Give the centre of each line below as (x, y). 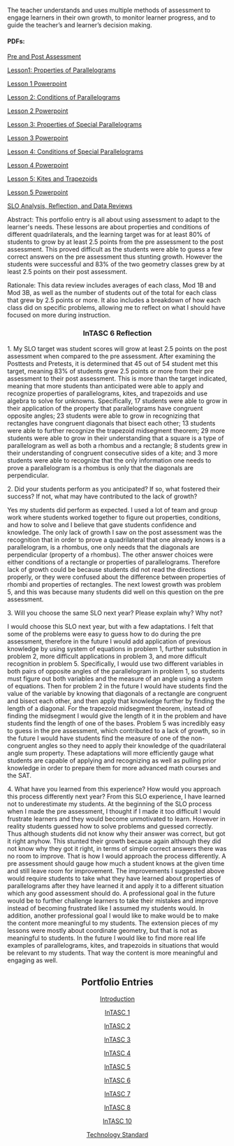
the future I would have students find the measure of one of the (98, 738)
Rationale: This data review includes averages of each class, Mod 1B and (112, 285)
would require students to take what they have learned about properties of (114, 878)
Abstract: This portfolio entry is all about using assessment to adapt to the (114, 219)
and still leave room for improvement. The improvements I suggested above (116, 871)
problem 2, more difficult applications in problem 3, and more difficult (107, 656)
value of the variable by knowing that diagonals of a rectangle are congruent (117, 693)
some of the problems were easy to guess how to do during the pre (104, 634)
